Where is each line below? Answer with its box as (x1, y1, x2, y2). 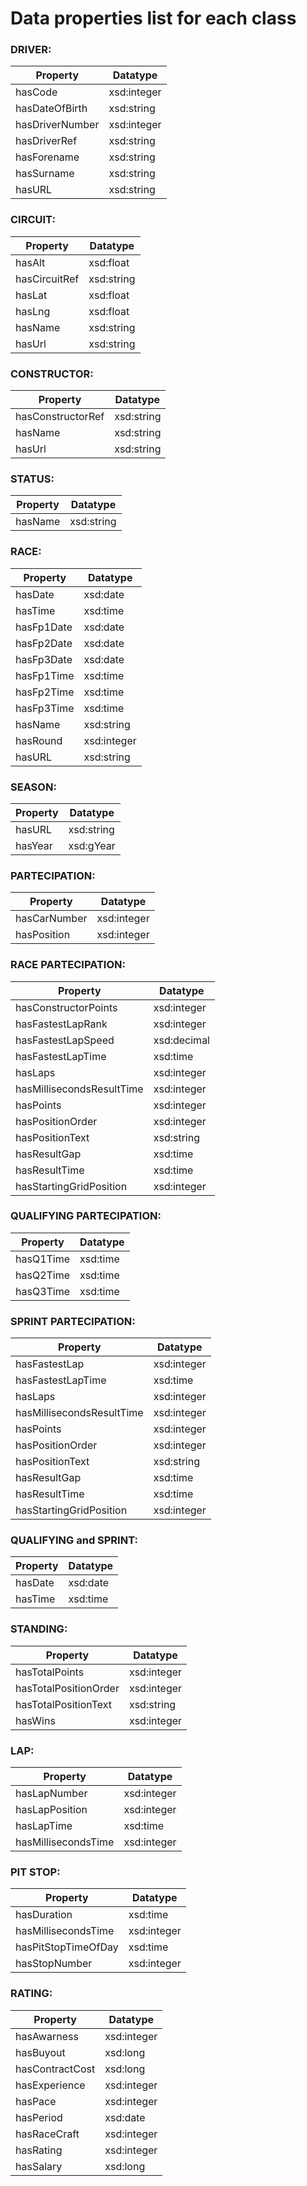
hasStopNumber (15, 1957, 93, 1971)
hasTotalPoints (15, 1665, 85, 1679)
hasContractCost (15, 2062, 96, 2076)
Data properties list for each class (10, 7, 297, 30)
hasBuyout (15, 2045, 66, 2059)
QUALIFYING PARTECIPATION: (10, 1209, 162, 1223)
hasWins (15, 1713, 56, 1727)
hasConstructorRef (15, 410, 105, 424)
